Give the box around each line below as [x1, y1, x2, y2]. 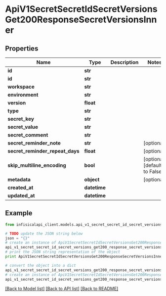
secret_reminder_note [7, 140, 61, 147]
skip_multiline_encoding [7, 162, 67, 169]
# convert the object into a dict [5, 263, 77, 268]
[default [143, 162, 162, 169]
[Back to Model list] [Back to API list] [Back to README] [5, 286, 119, 292]
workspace [7, 83, 35, 90]
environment [7, 92, 39, 98]
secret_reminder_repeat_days [7, 148, 80, 154]
